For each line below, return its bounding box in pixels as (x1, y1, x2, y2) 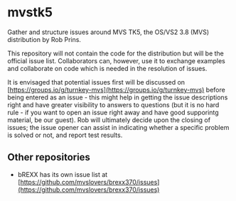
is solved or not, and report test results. (7, 131, 123, 139)
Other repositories (7, 151, 91, 163)
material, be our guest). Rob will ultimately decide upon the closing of (7, 115, 211, 124)
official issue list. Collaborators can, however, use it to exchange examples (7, 56, 225, 65)
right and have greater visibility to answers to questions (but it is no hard (7, 100, 220, 109)
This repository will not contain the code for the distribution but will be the (7, 49, 224, 58)
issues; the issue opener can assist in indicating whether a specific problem (7, 123, 230, 131)
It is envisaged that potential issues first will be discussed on (7, 77, 186, 86)
